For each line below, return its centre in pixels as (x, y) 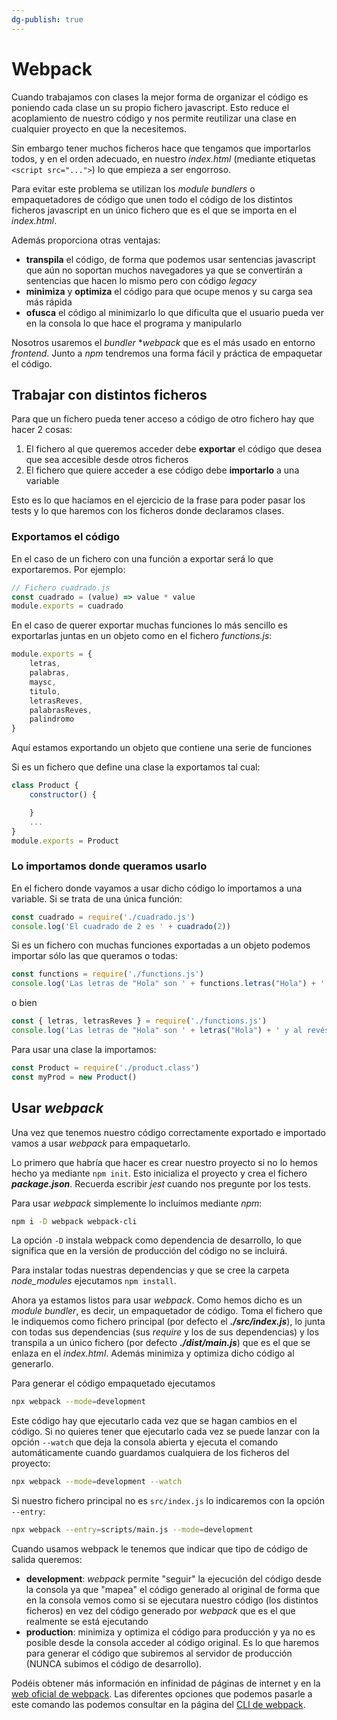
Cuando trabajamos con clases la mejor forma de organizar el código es (160, 97)
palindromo (52, 719)
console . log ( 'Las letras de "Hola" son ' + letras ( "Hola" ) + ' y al (157, 1031)
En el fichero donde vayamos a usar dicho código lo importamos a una (157, 888)
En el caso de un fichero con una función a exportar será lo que (142, 558)
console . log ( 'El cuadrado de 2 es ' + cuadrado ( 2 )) (121, 926)
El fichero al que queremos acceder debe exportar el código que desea (174, 449)
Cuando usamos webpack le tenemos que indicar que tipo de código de (159, 1549)
